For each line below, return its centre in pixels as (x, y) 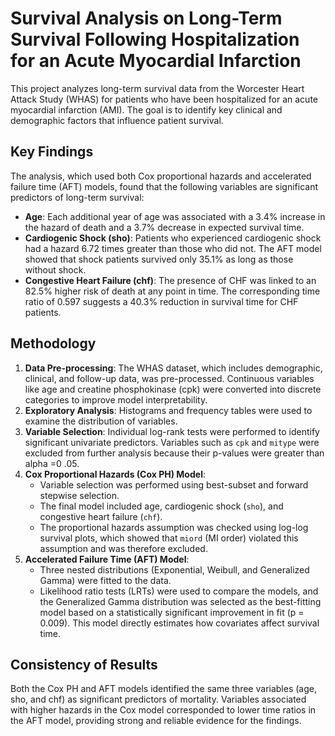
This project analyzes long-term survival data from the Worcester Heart (157, 88)
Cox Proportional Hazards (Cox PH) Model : (115, 474)
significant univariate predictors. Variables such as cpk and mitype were (172, 442)
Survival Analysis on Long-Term (146, 18)
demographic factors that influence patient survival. (117, 120)
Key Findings (52, 152)
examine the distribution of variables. (101, 421)
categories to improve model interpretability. (116, 399)
